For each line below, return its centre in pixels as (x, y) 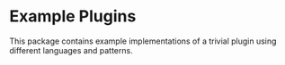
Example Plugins (73, 16)
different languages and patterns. (71, 50)
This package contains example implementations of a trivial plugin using (143, 41)
